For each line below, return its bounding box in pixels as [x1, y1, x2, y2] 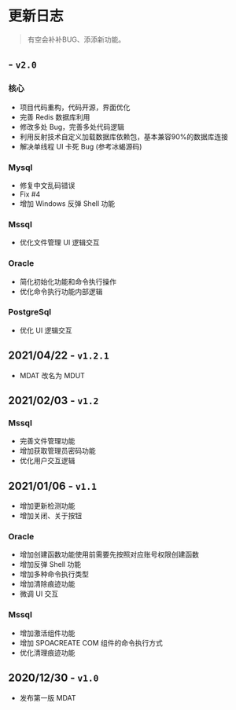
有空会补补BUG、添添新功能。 [27, 35, 126, 44]
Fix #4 [19, 189, 41, 199]
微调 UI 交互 [19, 589, 59, 598]
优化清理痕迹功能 [19, 648, 76, 657]
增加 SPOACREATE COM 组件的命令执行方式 [19, 638, 164, 647]
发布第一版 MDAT [19, 693, 76, 702]
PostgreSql [8, 307, 52, 318]
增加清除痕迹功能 [19, 579, 76, 589]
